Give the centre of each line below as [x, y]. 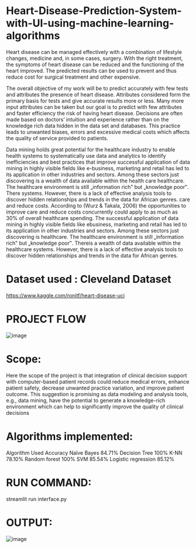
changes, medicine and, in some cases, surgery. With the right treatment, [94, 58]
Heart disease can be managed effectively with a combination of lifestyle [94, 52]
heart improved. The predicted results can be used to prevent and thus [91, 70]
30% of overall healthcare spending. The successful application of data [92, 218]
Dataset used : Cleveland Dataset [89, 279]
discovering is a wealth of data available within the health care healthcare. [95, 181]
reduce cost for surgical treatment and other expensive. [73, 77]
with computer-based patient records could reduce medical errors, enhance [98, 381]
